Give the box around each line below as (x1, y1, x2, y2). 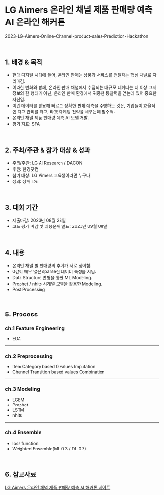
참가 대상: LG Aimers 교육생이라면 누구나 (12, 172, 91, 178)
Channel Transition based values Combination (12, 369, 105, 375)
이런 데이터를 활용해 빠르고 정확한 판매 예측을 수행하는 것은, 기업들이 (12, 102, 143, 108)
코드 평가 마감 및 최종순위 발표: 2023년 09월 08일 (12, 224, 107, 229)
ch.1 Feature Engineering (5, 325, 65, 332)
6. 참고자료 (5, 471, 37, 479)
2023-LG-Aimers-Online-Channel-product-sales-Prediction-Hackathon (5, 33, 149, 39)
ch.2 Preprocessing (5, 353, 53, 360)
